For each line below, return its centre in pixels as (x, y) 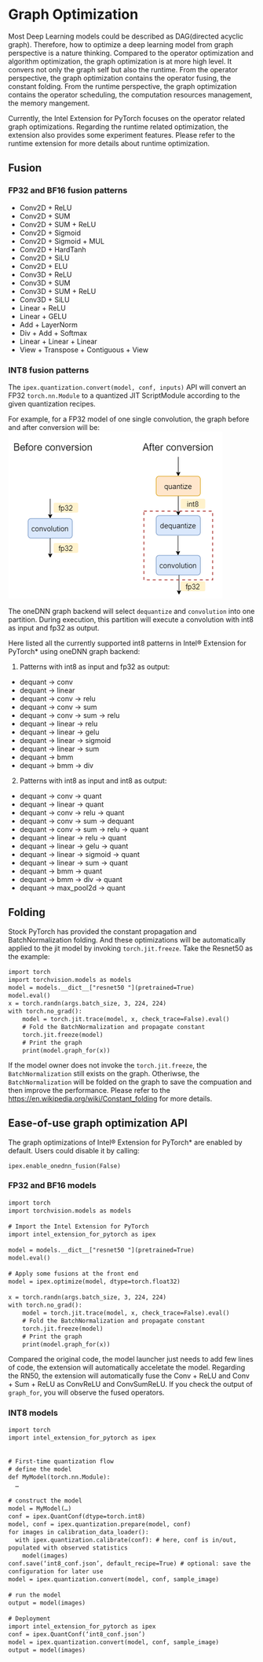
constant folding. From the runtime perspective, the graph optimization (122, 86)
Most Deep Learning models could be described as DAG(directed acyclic (126, 36)
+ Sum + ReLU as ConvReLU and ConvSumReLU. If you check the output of (130, 1384)
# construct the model (45, 1501)
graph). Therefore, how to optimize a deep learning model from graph (121, 44)
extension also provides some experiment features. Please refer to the (122, 134)
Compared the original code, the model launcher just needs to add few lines (131, 1359)
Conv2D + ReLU (46, 208)
